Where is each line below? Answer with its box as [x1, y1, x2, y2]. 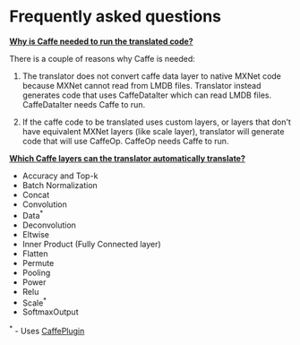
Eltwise [21, 229, 49, 239]
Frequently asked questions [9, 6, 222, 27]
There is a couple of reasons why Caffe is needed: [9, 53, 195, 64]
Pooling [21, 267, 51, 278]
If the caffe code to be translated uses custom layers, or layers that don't [21, 116, 291, 127]
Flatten [21, 248, 48, 259]
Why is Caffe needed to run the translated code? [9, 36, 194, 47]
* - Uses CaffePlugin [9, 324, 85, 336]
